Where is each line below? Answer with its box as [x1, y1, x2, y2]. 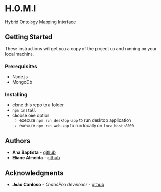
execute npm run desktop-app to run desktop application [19, 118, 131, 123]
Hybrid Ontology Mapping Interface [5, 19, 76, 25]
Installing [5, 91, 28, 98]
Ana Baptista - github [12, 149, 56, 155]
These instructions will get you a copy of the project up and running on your [5, 45, 157, 51]
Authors [5, 136, 31, 145]
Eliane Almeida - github [12, 155, 60, 161]
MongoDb [12, 79, 32, 85]
